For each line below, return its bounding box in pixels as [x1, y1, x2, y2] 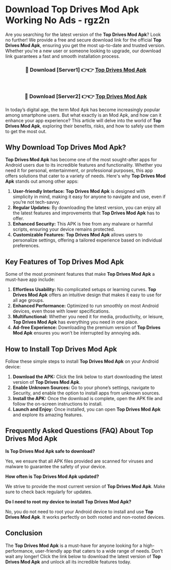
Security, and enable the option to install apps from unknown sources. [12, 390, 160, 396]
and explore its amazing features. [12, 411, 83, 418]
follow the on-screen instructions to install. [12, 401, 103, 407]
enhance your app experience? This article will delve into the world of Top [5, 117, 161, 123]
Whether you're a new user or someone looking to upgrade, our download [5, 48, 161, 54]
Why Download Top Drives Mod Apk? [5, 143, 126, 151]
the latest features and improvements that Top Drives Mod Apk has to [12, 210, 160, 216]
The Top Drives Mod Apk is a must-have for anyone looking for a [5, 542, 142, 549]
